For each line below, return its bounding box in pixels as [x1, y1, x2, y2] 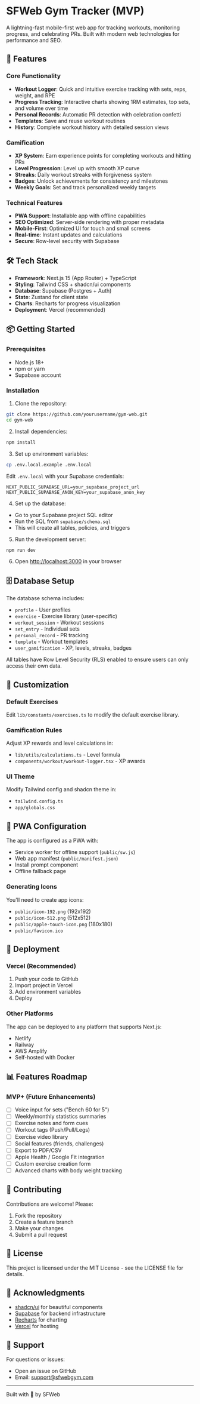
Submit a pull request [14, 1231, 67, 1238]
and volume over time [14, 105, 68, 112]
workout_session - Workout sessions [14, 619, 104, 626]
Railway [14, 1041, 35, 1048]
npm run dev [6, 547, 36, 553]
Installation [6, 386, 40, 395]
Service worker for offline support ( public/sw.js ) [14, 849, 136, 856]
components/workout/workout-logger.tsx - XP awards [14, 757, 146, 765]
